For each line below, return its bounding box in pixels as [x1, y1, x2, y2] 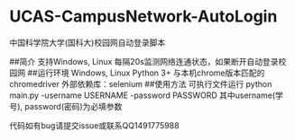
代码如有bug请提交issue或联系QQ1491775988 [9, 119, 180, 131]
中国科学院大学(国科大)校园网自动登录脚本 [9, 37, 166, 48]
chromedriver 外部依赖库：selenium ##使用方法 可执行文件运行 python [9, 78, 272, 89]
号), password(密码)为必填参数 [9, 101, 123, 111]
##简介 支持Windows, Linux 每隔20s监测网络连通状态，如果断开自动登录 [9, 56, 279, 66]
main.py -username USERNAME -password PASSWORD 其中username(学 [9, 90, 284, 101]
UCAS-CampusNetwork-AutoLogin [9, 6, 278, 27]
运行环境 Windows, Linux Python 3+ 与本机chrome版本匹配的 [37, 67, 265, 78]
